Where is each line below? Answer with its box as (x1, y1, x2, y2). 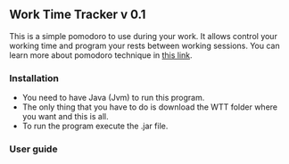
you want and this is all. (21, 111, 109, 122)
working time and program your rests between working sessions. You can (9, 40, 280, 51)
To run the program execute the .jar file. (21, 120, 169, 132)
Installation (9, 71, 60, 84)
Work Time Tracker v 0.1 (9, 7, 146, 22)
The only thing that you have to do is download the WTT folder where (21, 102, 278, 112)
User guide (9, 143, 58, 155)
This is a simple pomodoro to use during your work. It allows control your (9, 30, 278, 41)
